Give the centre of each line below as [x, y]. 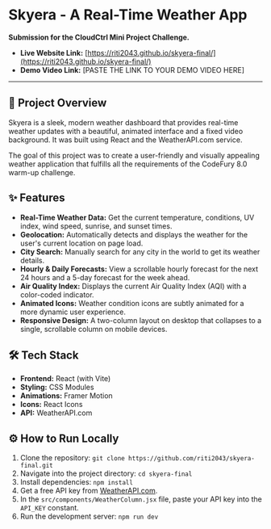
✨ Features [37, 198]
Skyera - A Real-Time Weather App [128, 15]
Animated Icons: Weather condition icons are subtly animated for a [132, 303]
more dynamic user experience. [73, 312]
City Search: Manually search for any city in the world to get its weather [140, 251]
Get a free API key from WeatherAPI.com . [89, 491]
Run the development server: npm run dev [89, 516]
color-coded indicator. [57, 294]
